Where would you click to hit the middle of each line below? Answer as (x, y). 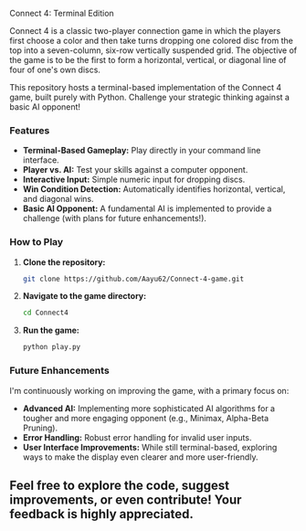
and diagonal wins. (58, 199)
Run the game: (51, 330)
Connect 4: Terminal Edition (62, 13)
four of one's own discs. (55, 69)
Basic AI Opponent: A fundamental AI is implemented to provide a (147, 208)
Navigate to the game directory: (84, 296)
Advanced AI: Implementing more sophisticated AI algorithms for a (149, 408)
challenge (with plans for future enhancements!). (115, 218)
